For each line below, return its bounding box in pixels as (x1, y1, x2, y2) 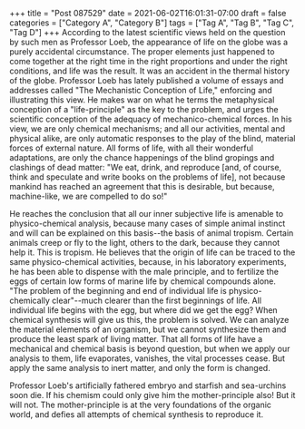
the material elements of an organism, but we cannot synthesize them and (9, 324, 287, 335)
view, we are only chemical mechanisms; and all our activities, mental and (9, 123, 286, 134)
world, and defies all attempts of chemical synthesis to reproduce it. (9, 409, 264, 420)
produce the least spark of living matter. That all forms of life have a (9, 334, 263, 344)
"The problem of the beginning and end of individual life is (9, 286, 227, 296)
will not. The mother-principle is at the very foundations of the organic (9, 399, 272, 410)
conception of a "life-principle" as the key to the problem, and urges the (9, 104, 279, 114)
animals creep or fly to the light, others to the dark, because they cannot (9, 238, 280, 248)
